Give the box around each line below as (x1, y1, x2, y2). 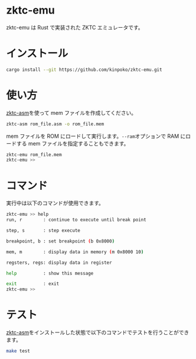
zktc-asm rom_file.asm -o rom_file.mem (6, 121, 104, 127)
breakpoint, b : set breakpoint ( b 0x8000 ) (6, 238, 115, 244)
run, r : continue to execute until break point (6, 217, 146, 223)
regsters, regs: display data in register (6, 260, 112, 266)
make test (6, 348, 31, 354)
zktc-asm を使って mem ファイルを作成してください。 (6, 109, 137, 116)
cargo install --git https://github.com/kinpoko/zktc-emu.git (6, 66, 162, 73)
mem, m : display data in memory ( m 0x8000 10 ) (6, 249, 144, 255)
